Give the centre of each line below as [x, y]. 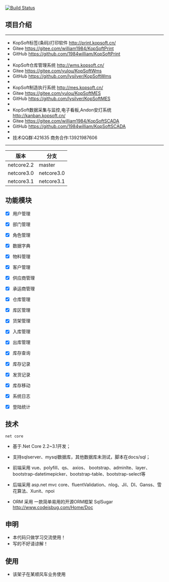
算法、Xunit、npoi [36, 491]
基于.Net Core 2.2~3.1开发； [41, 446]
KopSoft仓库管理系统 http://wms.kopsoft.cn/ [58, 65]
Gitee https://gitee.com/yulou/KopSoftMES [57, 93]
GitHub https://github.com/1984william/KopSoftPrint [66, 53]
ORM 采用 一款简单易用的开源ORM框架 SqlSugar [63, 501]
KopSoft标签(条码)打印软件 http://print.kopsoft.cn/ [64, 42]
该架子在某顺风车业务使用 [39, 574]
